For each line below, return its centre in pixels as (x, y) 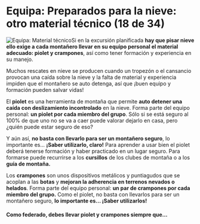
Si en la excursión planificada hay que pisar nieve (133, 40)
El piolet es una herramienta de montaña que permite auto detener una (94, 101)
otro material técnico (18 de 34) (86, 24)
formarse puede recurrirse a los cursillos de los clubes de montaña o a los (98, 157)
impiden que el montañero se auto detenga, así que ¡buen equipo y (89, 83)
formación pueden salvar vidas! (45, 90)
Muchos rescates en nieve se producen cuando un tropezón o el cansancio (99, 70)
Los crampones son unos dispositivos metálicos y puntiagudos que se (93, 175)
